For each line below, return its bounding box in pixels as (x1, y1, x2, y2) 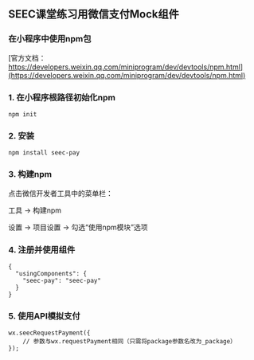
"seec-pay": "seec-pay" (22, 276, 102, 284)
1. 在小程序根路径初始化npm (8, 92, 115, 103)
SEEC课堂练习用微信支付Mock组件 (8, 7, 179, 22)
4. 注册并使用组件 (8, 244, 76, 255)
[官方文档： (8, 53, 46, 62)
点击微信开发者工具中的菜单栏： (8, 188, 113, 198)
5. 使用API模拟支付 (8, 310, 81, 321)
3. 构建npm (8, 169, 53, 180)
